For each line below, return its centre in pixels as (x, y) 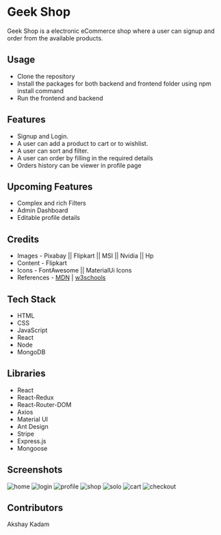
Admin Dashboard (42, 210)
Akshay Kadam (28, 524)
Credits (23, 239)
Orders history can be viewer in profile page (79, 165)
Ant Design (33, 426)
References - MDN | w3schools (61, 277)
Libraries (26, 374)
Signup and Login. (43, 136)
